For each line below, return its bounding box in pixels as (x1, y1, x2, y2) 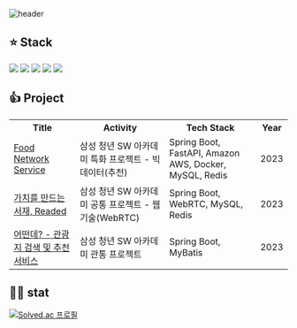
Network (13, 152, 50, 164)
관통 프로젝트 (89, 248, 142, 260)
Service (13, 164, 46, 176)
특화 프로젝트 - (89, 153, 150, 165)
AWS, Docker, (169, 157, 227, 170)
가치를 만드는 (13, 191, 65, 203)
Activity (103, 121, 138, 133)
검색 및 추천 (24, 241, 71, 254)
